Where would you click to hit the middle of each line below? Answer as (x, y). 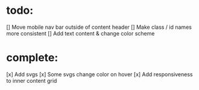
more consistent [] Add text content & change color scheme (81, 33)
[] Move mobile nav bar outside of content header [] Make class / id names (99, 27)
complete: (32, 58)
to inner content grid (32, 80)
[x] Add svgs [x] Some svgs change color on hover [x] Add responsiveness (99, 74)
